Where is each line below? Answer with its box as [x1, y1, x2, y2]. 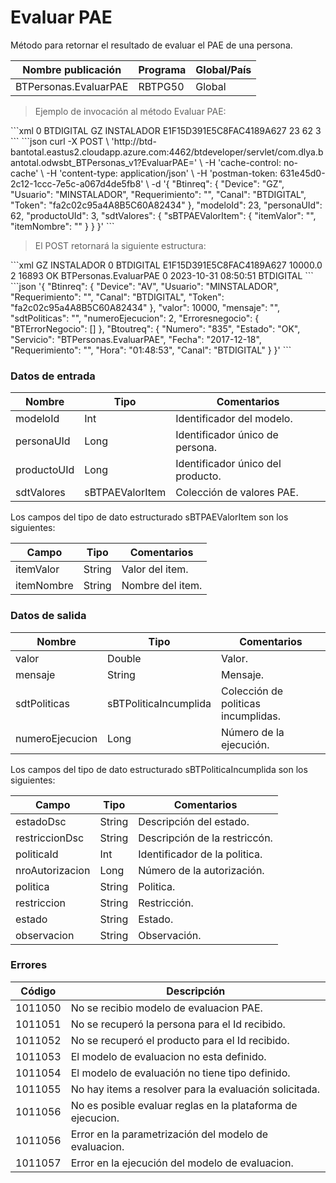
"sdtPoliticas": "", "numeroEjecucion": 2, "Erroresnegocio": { [10, 312, 260, 324]
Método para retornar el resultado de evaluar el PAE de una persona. [10, 39, 293, 51]
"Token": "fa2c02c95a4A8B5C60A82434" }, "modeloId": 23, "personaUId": [10, 199, 323, 211]
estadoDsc [15, 814, 67, 828]
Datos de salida [10, 609, 87, 623]
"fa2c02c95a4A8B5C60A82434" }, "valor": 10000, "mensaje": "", [10, 301, 281, 313]
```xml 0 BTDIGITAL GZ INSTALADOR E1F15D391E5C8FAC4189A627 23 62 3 [10, 124, 322, 136]
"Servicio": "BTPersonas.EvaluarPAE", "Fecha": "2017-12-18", [10, 333, 262, 345]
